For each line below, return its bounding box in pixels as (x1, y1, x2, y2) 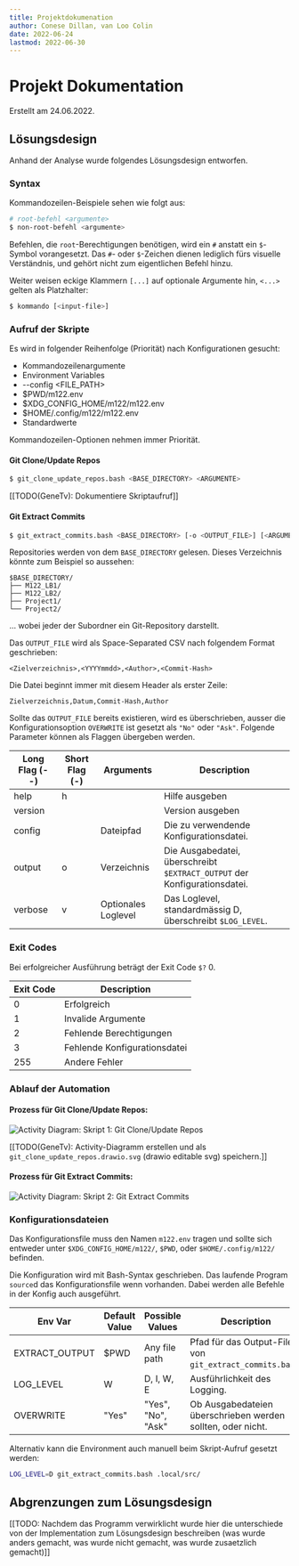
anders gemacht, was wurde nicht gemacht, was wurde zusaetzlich (9, 1537, 257, 1547)
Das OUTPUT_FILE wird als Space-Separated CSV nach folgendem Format (9, 637, 276, 648)
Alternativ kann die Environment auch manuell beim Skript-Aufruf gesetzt (9, 1443, 278, 1454)
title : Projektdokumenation (9, 12, 114, 22)
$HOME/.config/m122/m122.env (21, 408, 140, 418)
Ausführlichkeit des (190, 1373, 271, 1385)
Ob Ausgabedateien (190, 1399, 273, 1411)
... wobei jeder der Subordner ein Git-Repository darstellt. (9, 621, 220, 631)
